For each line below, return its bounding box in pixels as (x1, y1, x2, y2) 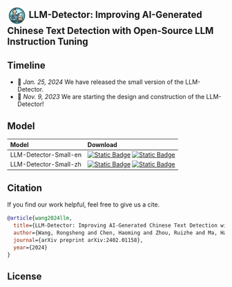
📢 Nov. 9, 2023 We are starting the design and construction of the (17, 93, 205, 101)
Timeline (7, 59, 46, 71)
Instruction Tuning (7, 36, 88, 48)
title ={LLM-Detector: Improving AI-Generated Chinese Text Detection (13, 222, 217, 229)
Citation (7, 182, 43, 193)
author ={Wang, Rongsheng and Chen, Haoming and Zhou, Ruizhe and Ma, (13, 229, 217, 236)
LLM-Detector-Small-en (10, 150, 82, 159)
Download (87, 140, 117, 148)
